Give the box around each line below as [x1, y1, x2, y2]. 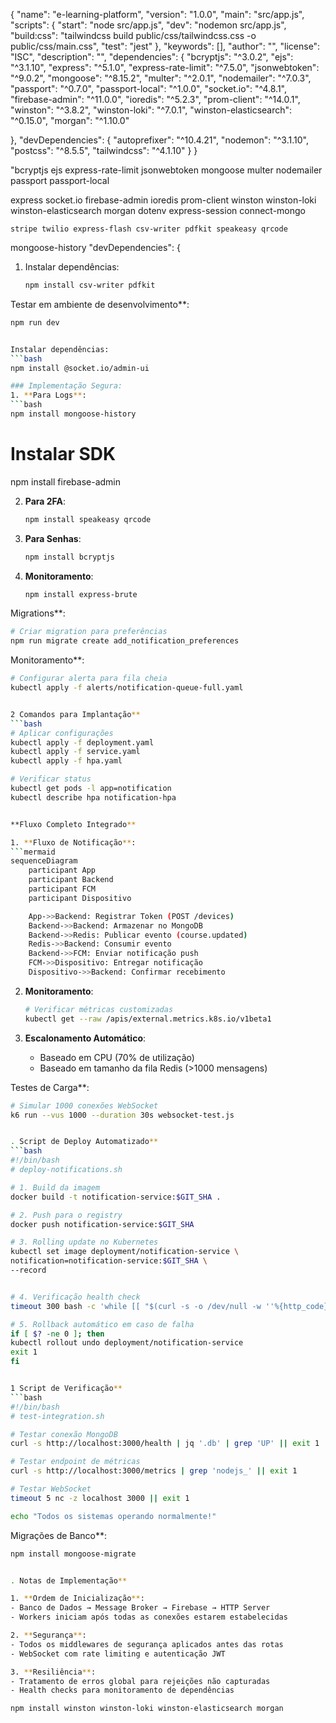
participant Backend [28, 875, 114, 885]
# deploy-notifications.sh [10, 1165, 123, 1175]
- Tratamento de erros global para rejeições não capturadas [10, 1676, 271, 1686]
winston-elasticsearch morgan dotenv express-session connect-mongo [10, 205, 306, 216]
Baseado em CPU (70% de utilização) [39, 1051, 195, 1063]
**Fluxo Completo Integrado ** [10, 819, 137, 829]
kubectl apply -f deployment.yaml [10, 737, 155, 748]
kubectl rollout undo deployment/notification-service [10, 1338, 244, 1348]
